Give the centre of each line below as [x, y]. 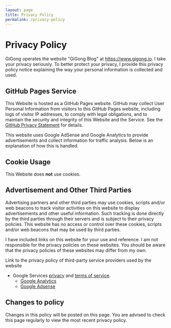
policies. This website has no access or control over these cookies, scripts [83, 224]
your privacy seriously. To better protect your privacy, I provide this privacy [84, 64]
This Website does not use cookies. [43, 174]
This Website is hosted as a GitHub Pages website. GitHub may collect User [85, 104]
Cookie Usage [28, 162]
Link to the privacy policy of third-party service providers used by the [78, 260]
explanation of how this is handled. [42, 146]
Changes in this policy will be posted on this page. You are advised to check [86, 315]
